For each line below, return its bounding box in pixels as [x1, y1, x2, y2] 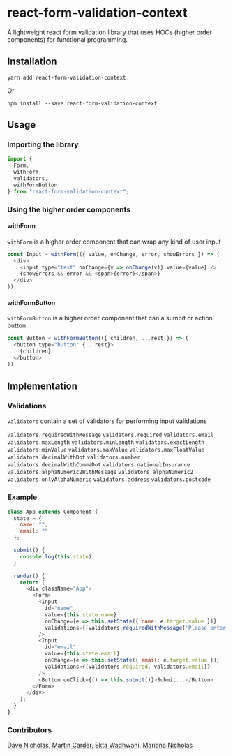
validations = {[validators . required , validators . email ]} [44, 663, 211, 670]
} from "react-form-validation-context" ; [7, 188, 130, 195]
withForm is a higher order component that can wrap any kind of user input [7, 237, 221, 246]
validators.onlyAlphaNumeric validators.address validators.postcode [7, 476, 211, 483]
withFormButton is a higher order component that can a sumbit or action [7, 314, 213, 323]
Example [7, 492, 38, 502]
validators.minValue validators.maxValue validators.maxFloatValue [7, 447, 204, 454]
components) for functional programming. [7, 35, 128, 43]
